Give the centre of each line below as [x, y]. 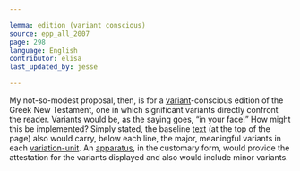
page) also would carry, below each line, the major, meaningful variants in [146, 138]
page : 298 [28, 42]
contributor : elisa [46, 59]
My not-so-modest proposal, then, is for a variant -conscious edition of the [146, 100]
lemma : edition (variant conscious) [77, 25]
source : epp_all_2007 [50, 34]
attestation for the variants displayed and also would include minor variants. [149, 157]
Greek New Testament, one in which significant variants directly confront [144, 110]
